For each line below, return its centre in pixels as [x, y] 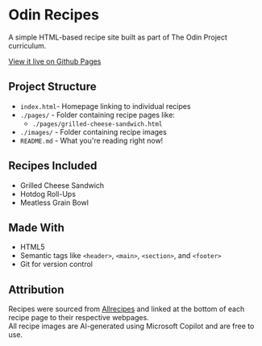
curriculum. [27, 45]
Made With [36, 227]
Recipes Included [53, 166]
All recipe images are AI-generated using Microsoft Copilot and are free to [131, 326]
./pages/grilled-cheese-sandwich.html [97, 124]
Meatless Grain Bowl [54, 202]
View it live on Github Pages [55, 61]
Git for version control [56, 265]
